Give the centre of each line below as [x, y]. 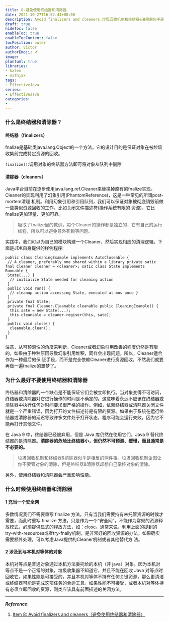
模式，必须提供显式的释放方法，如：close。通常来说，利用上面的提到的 [83, 527]
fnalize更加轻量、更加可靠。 [34, 214]
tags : [11, 80]
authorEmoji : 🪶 [22, 52]
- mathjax [16, 76]
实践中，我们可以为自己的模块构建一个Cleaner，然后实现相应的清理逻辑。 [82, 242]
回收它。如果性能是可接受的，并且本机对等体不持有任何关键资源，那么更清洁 [84, 577]
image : [12, 57]
